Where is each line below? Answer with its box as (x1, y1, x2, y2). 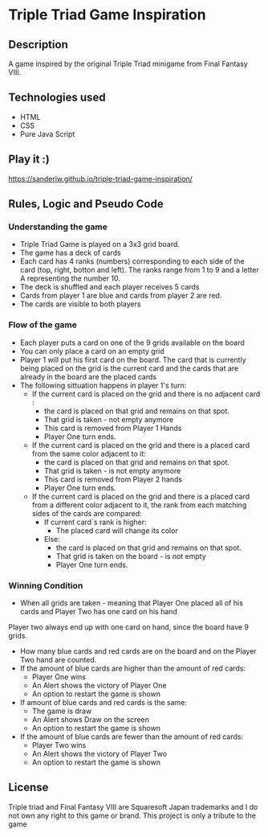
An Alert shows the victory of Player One (31, 680, 167, 690)
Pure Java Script (19, 129, 75, 138)
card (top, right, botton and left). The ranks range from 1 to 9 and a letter (19, 265, 259, 275)
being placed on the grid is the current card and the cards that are (19, 363, 239, 373)
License (8, 781, 49, 794)
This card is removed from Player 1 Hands (43, 423, 182, 433)
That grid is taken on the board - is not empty (55, 551, 206, 560)
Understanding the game (8, 221, 108, 232)
